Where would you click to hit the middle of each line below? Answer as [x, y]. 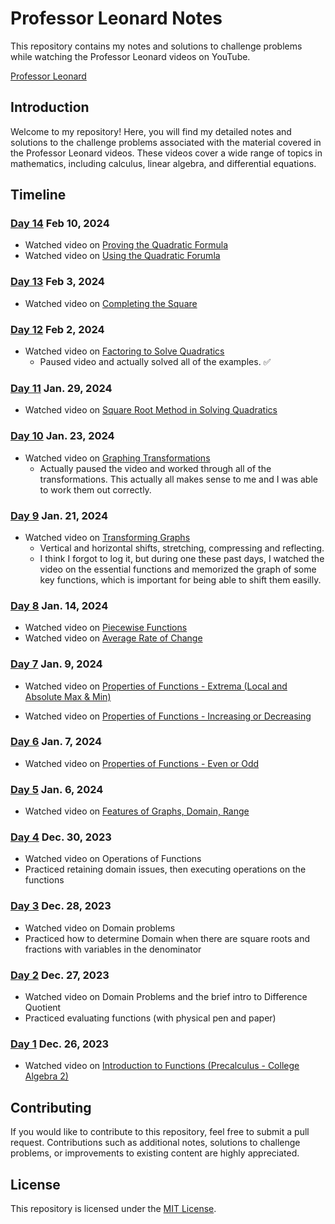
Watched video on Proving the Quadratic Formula [126, 245]
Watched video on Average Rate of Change [113, 638]
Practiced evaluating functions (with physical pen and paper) [150, 1018]
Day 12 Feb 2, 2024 [57, 329]
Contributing [51, 1107]
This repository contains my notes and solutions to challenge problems [156, 46]
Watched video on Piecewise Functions [106, 628]
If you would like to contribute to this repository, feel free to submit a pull [160, 1132]
